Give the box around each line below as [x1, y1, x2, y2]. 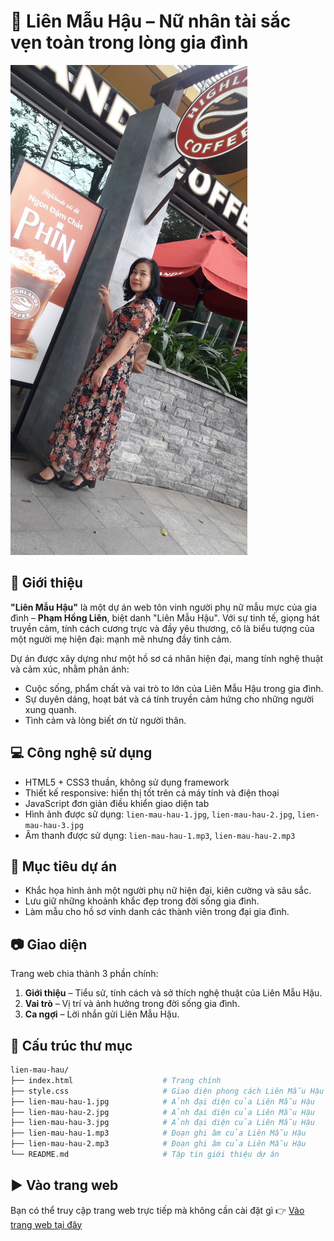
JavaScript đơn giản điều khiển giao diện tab [24, 797, 210, 809]
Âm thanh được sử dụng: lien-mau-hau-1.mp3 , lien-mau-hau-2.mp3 [24, 829, 296, 841]
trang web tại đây [10, 1218, 83, 1230]
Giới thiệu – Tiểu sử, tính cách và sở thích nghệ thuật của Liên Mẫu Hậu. [24, 987, 323, 999]
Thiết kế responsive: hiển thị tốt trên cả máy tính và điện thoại [24, 786, 280, 799]
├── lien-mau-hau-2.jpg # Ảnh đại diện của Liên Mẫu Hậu [10, 1107, 315, 1117]
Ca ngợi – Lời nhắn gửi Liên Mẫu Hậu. [24, 1008, 180, 1020]
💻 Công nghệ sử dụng [10, 745, 153, 762]
